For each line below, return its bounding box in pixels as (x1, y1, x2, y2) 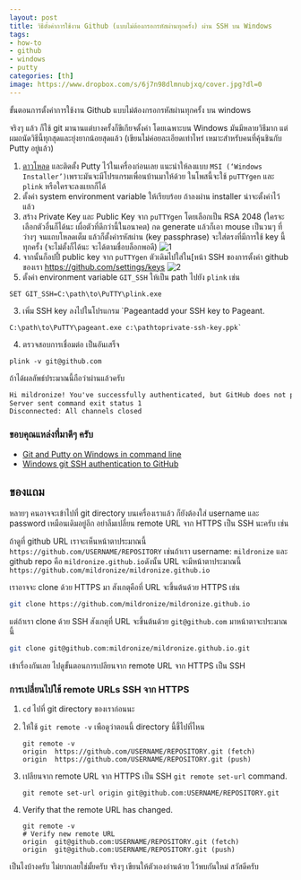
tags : (9, 30, 30, 39)
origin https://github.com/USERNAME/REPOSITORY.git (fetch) (21, 747, 256, 756)
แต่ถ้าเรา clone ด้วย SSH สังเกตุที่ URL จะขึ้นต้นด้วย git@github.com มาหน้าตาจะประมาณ (9, 616, 288, 627)
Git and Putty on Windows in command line (21, 449, 182, 459)
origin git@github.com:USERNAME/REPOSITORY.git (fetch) (21, 838, 240, 847)
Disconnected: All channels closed (9, 407, 142, 416)
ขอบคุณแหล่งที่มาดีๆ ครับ (9, 428, 94, 440)
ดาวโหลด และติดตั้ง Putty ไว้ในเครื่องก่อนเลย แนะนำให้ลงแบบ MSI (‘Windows (21, 161, 262, 171)
